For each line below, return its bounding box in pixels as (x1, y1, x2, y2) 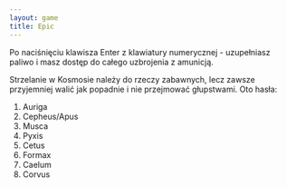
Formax (22, 149, 52, 160)
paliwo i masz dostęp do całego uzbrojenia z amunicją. (9, 56, 214, 67)
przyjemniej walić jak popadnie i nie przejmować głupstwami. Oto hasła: (9, 84, 278, 94)
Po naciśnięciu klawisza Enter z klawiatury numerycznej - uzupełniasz (9, 46, 271, 57)
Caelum (22, 159, 52, 170)
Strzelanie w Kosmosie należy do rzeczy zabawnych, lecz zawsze (9, 74, 255, 84)
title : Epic (9, 22, 54, 31)
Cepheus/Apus (22, 111, 79, 122)
